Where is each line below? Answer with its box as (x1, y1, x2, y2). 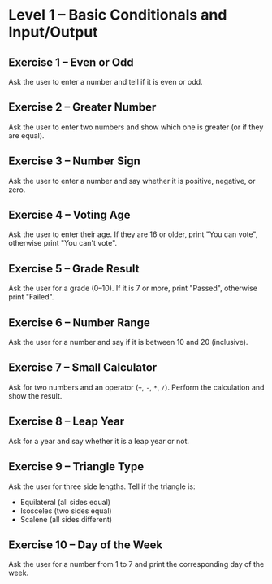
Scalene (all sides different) (19, 514, 112, 524)
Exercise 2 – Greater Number (8, 100, 157, 115)
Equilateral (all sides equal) (19, 497, 111, 507)
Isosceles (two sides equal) (19, 506, 112, 516)
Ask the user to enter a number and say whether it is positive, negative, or (8, 176, 256, 185)
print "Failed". (8, 292, 54, 302)
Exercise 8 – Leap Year (8, 415, 124, 429)
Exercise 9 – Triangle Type (8, 460, 145, 473)
